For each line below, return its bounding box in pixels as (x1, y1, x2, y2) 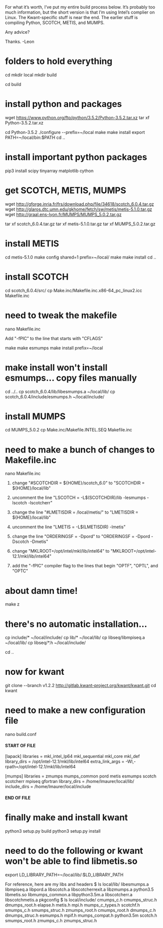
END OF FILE (5, 795, 31, 800)
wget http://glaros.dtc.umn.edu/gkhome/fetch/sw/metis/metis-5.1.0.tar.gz (5, 206, 152, 212)
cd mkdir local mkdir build (5, 72, 57, 78)
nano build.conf (5, 732, 36, 737)
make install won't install (5, 362, 108, 373)
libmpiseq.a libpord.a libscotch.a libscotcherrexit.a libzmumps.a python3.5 (5, 886, 154, 892)
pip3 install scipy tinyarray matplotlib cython (5, 168, 94, 173)
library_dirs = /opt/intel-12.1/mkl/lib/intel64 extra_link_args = (5, 758, 125, 764)
